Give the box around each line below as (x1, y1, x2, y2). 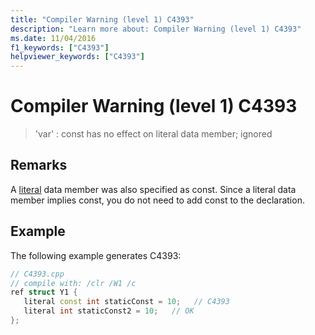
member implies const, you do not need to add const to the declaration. (10, 194, 305, 206)
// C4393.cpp (10, 269, 65, 279)
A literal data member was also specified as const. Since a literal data (10, 183, 297, 195)
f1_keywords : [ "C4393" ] (10, 42, 110, 53)
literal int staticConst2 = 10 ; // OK (23, 306, 195, 316)
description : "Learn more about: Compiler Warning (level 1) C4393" (10, 24, 302, 34)
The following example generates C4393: (10, 249, 182, 261)
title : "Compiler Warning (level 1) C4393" (10, 14, 195, 25)
